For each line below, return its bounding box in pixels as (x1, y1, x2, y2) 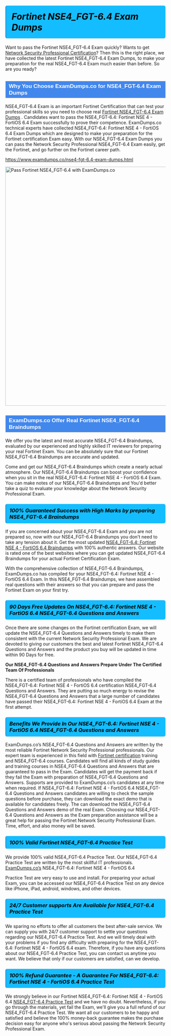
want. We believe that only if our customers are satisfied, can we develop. (5, 955, 160, 962)
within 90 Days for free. (5, 652, 55, 658)
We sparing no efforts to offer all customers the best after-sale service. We (5, 923, 162, 929)
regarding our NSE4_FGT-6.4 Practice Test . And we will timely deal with (5, 934, 156, 940)
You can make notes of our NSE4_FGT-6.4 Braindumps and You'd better (5, 480, 157, 486)
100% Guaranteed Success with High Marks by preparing (9, 507, 155, 514)
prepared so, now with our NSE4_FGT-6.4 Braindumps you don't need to (5, 534, 158, 540)
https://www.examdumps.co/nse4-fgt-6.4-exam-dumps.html (5, 157, 133, 163)
